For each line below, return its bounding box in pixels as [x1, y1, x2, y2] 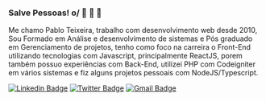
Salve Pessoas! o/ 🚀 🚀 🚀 [8, 7, 102, 18]
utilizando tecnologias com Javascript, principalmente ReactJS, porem [8, 51, 243, 61]
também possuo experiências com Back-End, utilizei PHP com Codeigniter [8, 59, 256, 69]
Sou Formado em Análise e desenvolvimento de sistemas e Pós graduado [8, 34, 253, 43]
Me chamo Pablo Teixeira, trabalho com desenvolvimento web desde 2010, [8, 26, 258, 35]
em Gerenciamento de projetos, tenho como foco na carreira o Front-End [8, 42, 251, 52]
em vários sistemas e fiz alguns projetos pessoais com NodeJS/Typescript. [8, 68, 259, 78]
